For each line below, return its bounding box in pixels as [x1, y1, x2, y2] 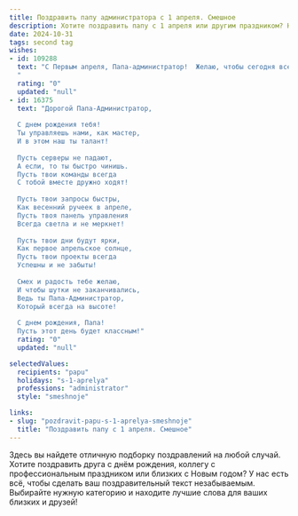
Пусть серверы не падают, [17, 153, 114, 163]
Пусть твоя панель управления [17, 210, 129, 220]
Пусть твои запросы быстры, [17, 194, 122, 204]
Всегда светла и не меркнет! [17, 219, 125, 228]
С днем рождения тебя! [17, 121, 101, 130]
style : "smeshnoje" [17, 393, 90, 401]
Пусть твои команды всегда [17, 170, 117, 179]
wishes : [9, 46, 38, 55]
